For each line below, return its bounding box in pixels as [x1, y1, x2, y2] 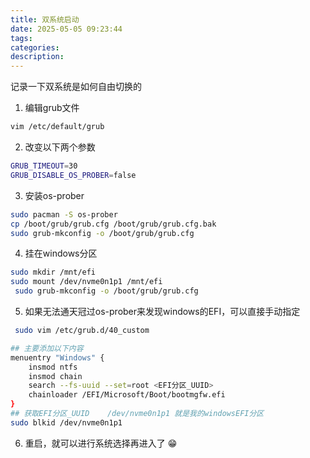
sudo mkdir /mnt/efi [10, 267, 97, 278]
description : [10, 52, 65, 62]
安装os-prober [24, 189, 85, 201]
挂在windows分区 [24, 247, 98, 260]
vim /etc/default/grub [10, 122, 105, 132]
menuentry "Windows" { [10, 352, 105, 363]
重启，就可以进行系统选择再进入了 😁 [24, 437, 178, 449]
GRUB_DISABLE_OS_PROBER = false [10, 170, 137, 180]
